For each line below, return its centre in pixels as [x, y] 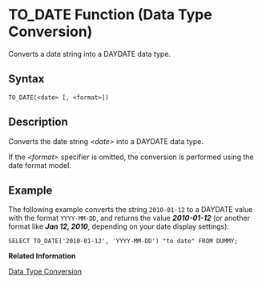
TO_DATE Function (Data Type [110, 15]
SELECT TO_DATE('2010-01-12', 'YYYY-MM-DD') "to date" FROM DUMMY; [123, 242]
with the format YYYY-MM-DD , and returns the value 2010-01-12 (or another [129, 218]
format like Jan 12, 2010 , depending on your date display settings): [119, 226]
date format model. [40, 165]
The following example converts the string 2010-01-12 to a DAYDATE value [131, 210]
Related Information [42, 256]
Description [38, 122]
